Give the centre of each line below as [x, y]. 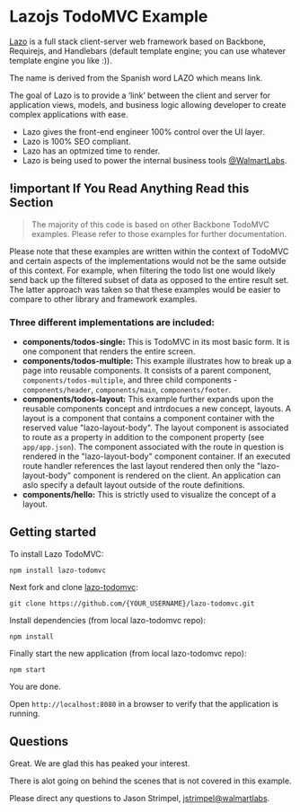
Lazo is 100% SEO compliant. [76, 141]
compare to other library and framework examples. [103, 299]
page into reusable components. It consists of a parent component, [147, 371]
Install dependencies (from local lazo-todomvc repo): [108, 620]
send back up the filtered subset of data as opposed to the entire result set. [149, 279]
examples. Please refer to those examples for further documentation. [159, 234]
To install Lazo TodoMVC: [57, 553]
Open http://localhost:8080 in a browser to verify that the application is [144, 703]
